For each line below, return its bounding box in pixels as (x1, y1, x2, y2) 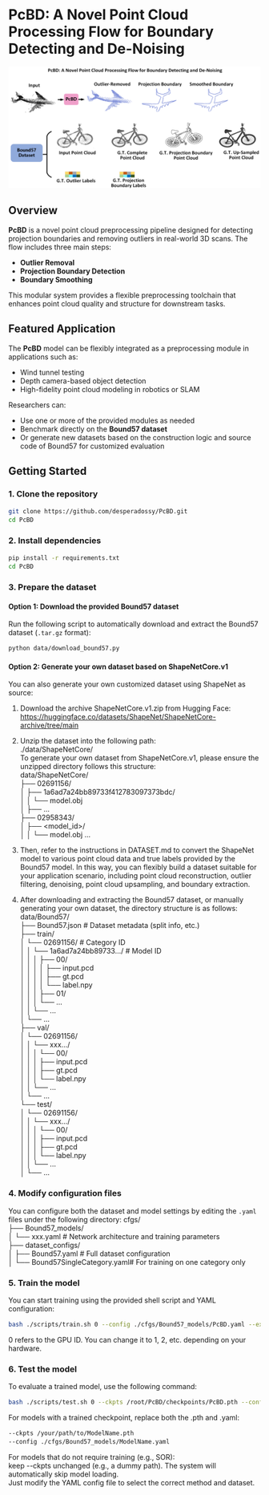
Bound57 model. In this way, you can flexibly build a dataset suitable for (19, 862, 257, 872)
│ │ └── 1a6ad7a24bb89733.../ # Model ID (19, 946, 162, 956)
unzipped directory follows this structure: (19, 762, 156, 772)
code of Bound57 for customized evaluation (19, 441, 165, 451)
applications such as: (8, 351, 78, 362)
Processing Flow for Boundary (8, 22, 215, 41)
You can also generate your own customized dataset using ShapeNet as (8, 679, 246, 689)
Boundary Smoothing (19, 274, 94, 284)
